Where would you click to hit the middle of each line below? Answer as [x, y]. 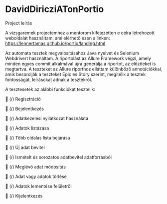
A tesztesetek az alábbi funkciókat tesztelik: [50, 89]
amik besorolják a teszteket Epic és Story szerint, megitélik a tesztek [76, 74]
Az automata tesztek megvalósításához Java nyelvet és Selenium [72, 53]
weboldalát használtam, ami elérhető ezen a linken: [58, 38]
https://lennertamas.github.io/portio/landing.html [55, 43]
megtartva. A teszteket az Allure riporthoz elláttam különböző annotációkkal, [84, 69]
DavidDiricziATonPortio [55, 9]
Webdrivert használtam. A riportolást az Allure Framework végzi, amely [78, 58]
